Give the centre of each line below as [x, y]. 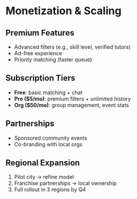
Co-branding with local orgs [48, 144]
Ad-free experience [38, 53]
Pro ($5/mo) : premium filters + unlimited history [72, 98]
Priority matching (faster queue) [53, 60]
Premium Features [40, 33]
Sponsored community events [50, 138]
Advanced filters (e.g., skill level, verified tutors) [72, 47]
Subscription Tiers [40, 78]
